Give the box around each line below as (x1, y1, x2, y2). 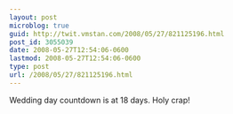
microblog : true (9, 21, 69, 30)
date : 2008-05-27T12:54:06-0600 (9, 46, 129, 55)
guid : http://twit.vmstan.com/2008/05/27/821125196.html (9, 29, 225, 38)
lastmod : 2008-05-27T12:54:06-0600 (9, 54, 141, 63)
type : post (9, 63, 50, 72)
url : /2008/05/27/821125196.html (9, 71, 133, 80)
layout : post (9, 12, 58, 22)
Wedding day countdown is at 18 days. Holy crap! (9, 95, 191, 105)
